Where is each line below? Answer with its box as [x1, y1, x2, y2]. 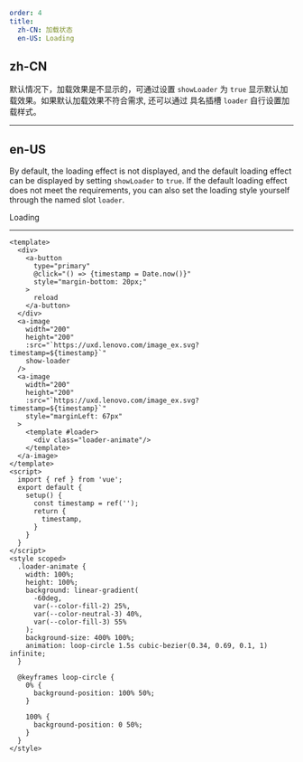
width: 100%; [25, 570, 75, 579]
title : [9, 16, 34, 26]
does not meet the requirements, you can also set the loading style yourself [9, 185, 290, 196]
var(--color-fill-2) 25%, [32, 602, 131, 611]
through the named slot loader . [9, 194, 125, 205]
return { [32, 507, 67, 516]
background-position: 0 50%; [32, 720, 143, 729]
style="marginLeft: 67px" [25, 412, 124, 421]
